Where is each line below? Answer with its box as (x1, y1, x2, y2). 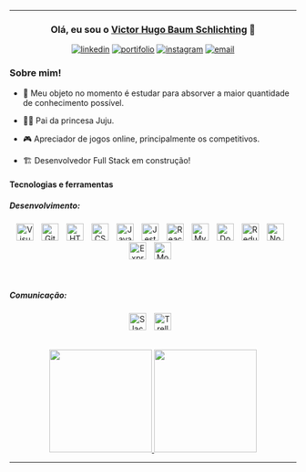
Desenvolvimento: (9, 200, 80, 211)
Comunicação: (9, 289, 67, 300)
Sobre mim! (9, 67, 62, 79)
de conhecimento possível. (22, 97, 125, 108)
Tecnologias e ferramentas (9, 179, 114, 190)
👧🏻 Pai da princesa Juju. (22, 115, 115, 126)
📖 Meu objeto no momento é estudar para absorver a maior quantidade (22, 88, 290, 99)
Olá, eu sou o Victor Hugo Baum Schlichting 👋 (50, 23, 256, 36)
